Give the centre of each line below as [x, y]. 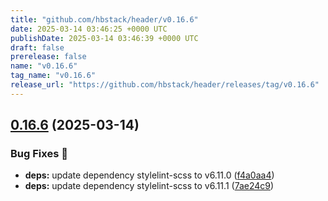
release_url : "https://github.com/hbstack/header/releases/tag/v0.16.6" [165, 85]
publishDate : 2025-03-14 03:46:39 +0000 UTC [104, 38]
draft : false [37, 47]
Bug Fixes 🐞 [39, 154]
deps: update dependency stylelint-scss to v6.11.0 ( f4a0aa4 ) [149, 175]
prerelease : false [48, 57]
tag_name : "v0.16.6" [53, 76]
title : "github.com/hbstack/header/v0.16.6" [104, 19]
